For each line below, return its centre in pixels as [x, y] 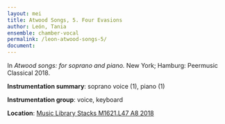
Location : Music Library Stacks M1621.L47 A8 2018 [81, 113]
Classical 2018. [29, 73]
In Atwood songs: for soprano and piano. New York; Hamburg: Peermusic [113, 65]
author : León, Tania [37, 26]
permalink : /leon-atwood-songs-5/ [57, 39]
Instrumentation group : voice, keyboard [65, 100]
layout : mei [24, 14]
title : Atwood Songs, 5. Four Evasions [65, 20]
